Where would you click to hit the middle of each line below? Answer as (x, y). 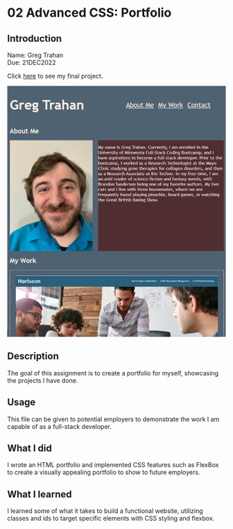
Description (33, 356)
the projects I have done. (43, 380)
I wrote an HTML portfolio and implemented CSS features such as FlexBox (113, 465)
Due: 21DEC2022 (32, 63)
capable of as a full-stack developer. (60, 426)
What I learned (40, 494)
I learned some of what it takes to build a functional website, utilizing (105, 511)
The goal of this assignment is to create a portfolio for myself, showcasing (113, 373)
